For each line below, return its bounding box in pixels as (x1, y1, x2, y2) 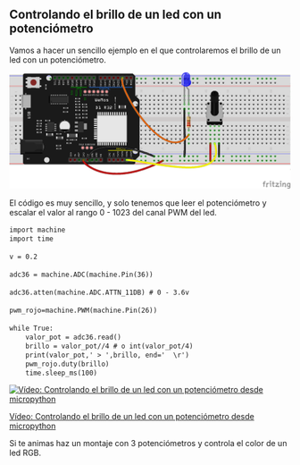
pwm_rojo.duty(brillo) (25, 359, 110, 369)
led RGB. (9, 447, 42, 459)
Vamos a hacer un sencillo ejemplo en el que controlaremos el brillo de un (9, 45, 281, 55)
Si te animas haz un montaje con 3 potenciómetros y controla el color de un (9, 438, 287, 449)
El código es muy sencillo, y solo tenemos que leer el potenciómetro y (9, 198, 267, 208)
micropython (9, 420, 56, 432)
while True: (9, 324, 54, 334)
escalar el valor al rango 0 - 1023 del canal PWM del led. (9, 207, 217, 218)
